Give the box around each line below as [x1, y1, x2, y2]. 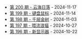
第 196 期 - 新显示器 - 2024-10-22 [9, 29, 78, 34]
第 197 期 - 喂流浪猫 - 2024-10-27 [9, 22, 77, 28]
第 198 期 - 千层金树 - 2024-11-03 [9, 17, 77, 22]
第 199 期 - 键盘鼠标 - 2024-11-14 [9, 10, 76, 16]
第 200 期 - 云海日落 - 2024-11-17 [9, 4, 77, 10]
